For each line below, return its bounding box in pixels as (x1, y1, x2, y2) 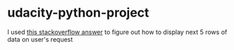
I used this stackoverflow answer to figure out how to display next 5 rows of (7, 28, 228, 36)
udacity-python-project (7, 5, 149, 21)
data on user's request (7, 35, 73, 43)
